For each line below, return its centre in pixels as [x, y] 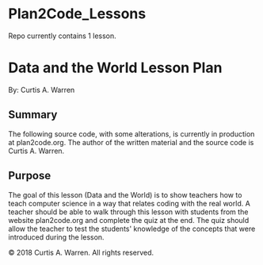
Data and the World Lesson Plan [115, 68]
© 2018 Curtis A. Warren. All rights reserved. [81, 252]
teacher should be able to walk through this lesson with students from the [128, 212]
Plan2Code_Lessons [77, 14]
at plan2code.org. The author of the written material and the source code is [131, 142]
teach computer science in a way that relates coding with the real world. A [130, 203]
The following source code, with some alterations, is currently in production [131, 134]
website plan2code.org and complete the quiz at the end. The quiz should [129, 220]
